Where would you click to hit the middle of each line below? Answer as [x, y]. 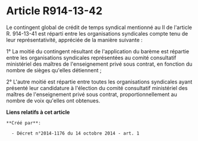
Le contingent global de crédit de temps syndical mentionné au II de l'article [99, 27]
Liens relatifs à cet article [38, 112]
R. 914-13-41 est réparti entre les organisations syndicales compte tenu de [97, 33]
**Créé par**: [24, 123]
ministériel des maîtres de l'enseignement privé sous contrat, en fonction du [99, 64]
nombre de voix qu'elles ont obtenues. [53, 100]
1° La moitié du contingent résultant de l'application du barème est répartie [98, 51]
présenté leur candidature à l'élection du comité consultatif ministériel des [97, 88]
